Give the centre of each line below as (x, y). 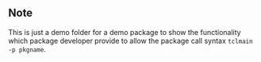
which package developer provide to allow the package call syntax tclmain (130, 41)
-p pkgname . (27, 49)
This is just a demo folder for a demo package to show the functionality (125, 32)
